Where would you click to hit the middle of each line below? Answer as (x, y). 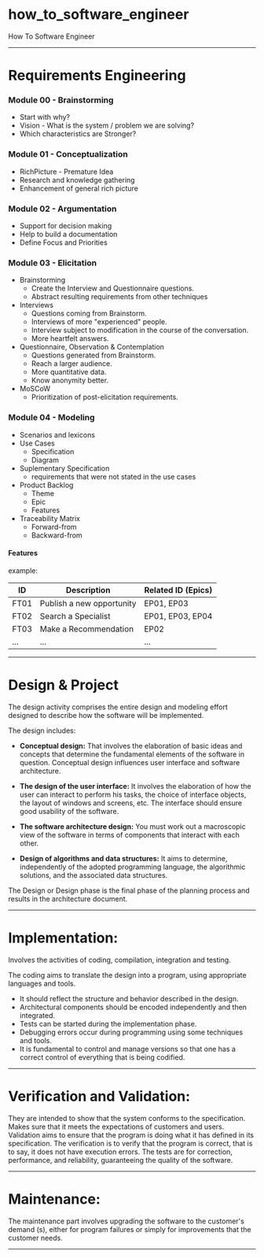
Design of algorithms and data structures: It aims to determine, (123, 858)
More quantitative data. (69, 372)
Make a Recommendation (87, 629)
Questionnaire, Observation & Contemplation (92, 347)
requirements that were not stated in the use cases (114, 476)
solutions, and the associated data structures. (93, 875)
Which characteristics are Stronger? (78, 134)
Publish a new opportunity (88, 603)
